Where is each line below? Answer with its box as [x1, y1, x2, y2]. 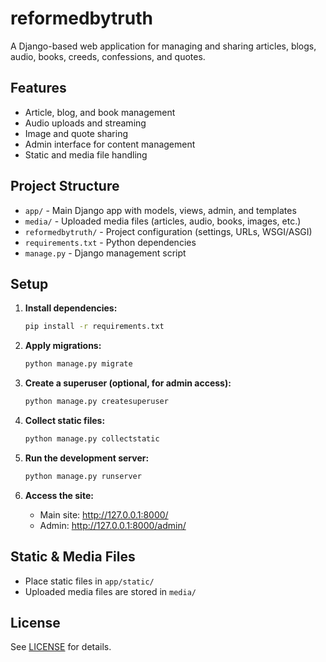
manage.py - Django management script [24, 247, 187, 259]
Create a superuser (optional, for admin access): [24, 377, 232, 389]
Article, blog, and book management [24, 106, 176, 118]
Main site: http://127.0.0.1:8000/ [39, 508, 169, 521]
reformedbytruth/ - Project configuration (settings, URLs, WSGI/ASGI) [24, 225, 313, 237]
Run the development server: [24, 452, 150, 464]
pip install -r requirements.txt [24, 322, 165, 332]
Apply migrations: [24, 340, 102, 352]
